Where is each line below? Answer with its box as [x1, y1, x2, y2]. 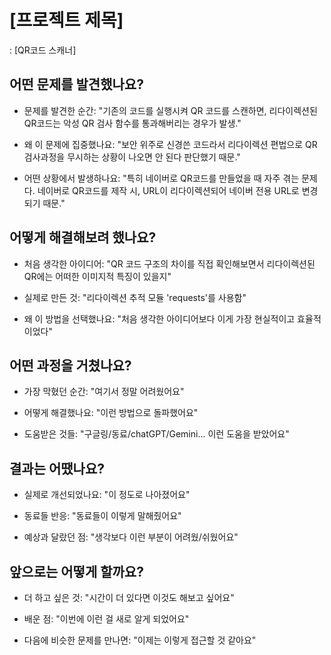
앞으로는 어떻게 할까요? [9, 563, 144, 580]
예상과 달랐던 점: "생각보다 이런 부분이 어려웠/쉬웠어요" [23, 531, 239, 543]
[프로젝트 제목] [9, 9, 124, 32]
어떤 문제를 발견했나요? [9, 76, 144, 93]
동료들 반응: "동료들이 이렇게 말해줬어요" [23, 510, 182, 522]
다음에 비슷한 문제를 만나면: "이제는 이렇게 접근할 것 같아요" [23, 634, 257, 646]
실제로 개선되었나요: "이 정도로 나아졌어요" [23, 489, 191, 501]
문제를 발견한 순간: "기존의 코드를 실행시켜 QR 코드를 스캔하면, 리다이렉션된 [23, 104, 318, 116]
